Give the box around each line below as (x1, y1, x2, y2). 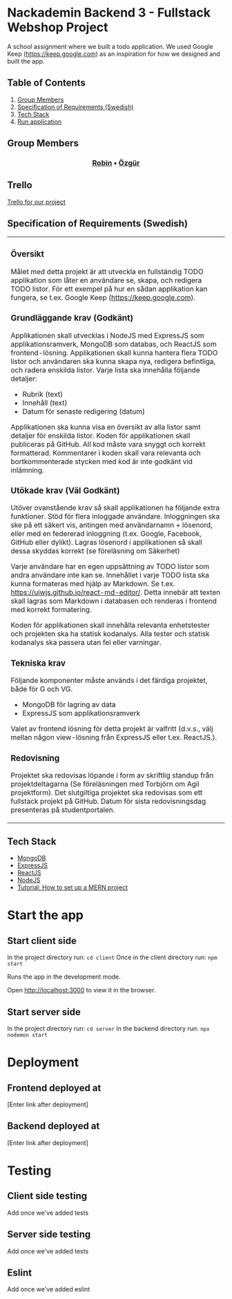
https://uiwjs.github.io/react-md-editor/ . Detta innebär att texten (10, 588, 221, 597)
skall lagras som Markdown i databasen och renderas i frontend (10, 596, 217, 606)
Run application (17, 117, 62, 126)
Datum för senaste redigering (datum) (22, 406, 145, 416)
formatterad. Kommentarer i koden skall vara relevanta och (10, 448, 202, 457)
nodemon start (7, 1031, 48, 1039)
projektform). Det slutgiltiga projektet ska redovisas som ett (10, 788, 203, 798)
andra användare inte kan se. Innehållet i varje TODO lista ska (10, 570, 209, 580)
